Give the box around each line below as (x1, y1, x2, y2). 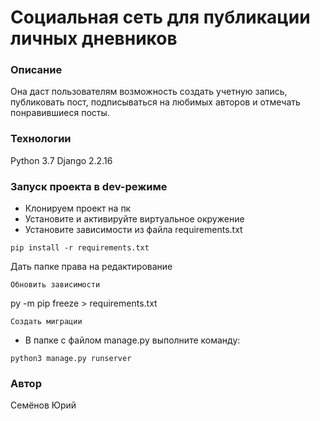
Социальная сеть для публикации (10, 6, 311, 29)
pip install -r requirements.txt (10, 243, 150, 253)
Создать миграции (10, 317, 83, 327)
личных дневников (10, 27, 178, 50)
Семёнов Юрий (10, 399, 77, 411)
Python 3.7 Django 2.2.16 (10, 154, 113, 166)
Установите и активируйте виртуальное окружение (24, 213, 245, 225)
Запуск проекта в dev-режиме (10, 179, 168, 193)
